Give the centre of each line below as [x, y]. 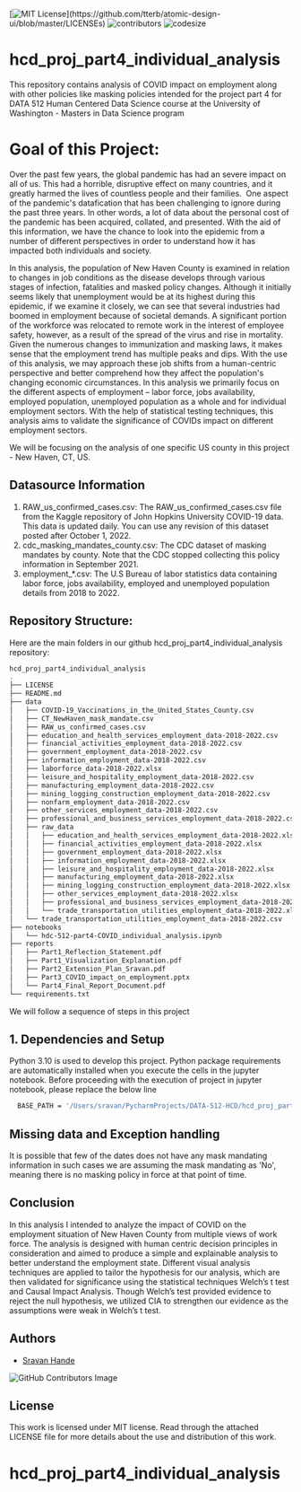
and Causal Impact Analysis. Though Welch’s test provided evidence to [140, 1291]
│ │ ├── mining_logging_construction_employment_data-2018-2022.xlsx [150, 886]
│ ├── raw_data [42, 827]
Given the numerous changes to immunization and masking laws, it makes [146, 344]
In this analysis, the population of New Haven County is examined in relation [150, 268]
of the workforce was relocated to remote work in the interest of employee [147, 325]
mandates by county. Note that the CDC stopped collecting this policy [151, 554]
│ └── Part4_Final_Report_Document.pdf [88, 986]
